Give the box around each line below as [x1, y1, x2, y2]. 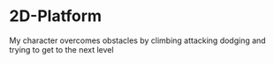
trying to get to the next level [9, 44, 114, 54]
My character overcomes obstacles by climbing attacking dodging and [9, 35, 267, 46]
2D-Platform [9, 6, 103, 26]
